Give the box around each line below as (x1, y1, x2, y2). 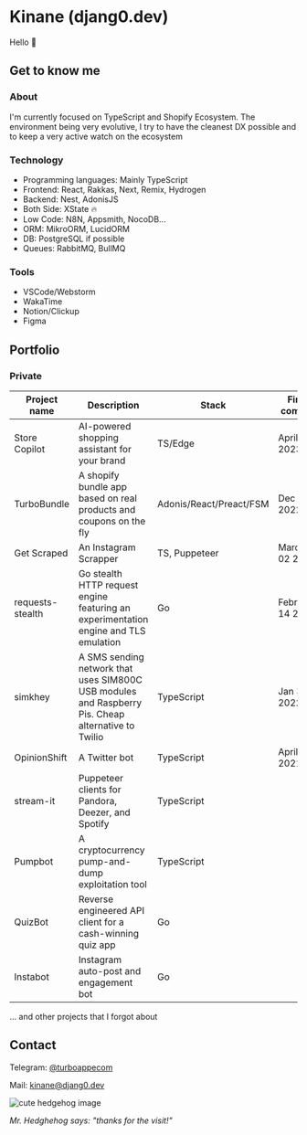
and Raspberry (78, 696, 143, 709)
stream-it (14, 794, 56, 807)
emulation (78, 635, 122, 648)
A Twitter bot (78, 751, 134, 764)
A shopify (78, 469, 121, 482)
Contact (9, 1037, 57, 1053)
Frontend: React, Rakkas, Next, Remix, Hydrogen (22, 184, 206, 195)
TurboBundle (14, 497, 70, 510)
